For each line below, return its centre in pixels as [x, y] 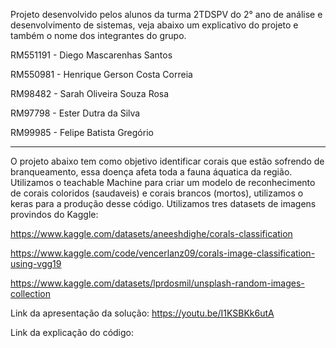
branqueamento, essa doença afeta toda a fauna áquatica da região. [151, 172]
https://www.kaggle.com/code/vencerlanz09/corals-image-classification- [163, 253]
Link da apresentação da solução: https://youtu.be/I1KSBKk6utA [142, 313]
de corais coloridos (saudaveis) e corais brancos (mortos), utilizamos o [157, 193]
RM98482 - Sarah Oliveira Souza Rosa [90, 93]
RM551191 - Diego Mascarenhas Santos [91, 55]
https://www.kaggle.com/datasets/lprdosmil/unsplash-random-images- [157, 283]
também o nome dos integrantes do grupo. [98, 35]
